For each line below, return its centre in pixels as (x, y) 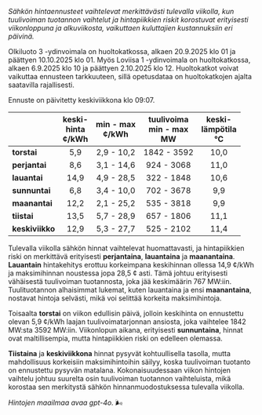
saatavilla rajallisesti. (41, 85)
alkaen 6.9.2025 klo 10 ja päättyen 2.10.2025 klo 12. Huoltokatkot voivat (124, 68)
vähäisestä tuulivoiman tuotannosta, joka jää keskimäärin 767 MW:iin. (120, 281)
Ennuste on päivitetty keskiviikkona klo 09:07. (82, 100)
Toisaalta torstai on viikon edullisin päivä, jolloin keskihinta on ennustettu (126, 313)
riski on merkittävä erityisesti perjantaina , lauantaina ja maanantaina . (122, 257)
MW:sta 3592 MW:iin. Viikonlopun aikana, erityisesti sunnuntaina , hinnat (126, 330)
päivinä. (21, 36)
